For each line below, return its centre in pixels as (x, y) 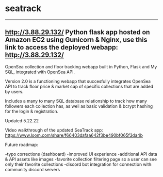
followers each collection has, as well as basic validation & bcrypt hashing (79, 106)
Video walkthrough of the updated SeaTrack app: (54, 130)
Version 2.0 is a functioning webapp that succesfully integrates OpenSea (78, 81)
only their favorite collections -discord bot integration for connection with (78, 164)
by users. (14, 91)
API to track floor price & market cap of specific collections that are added (79, 86)
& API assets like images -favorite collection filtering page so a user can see (81, 159)
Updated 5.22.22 (22, 121)
